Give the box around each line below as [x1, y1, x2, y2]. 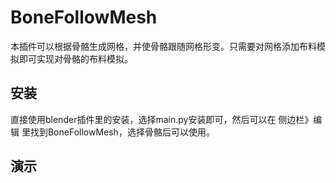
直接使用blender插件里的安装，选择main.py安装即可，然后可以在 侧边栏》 [10, 113, 314, 125]
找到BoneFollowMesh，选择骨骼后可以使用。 [29, 126, 215, 138]
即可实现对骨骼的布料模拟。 [18, 52, 133, 65]
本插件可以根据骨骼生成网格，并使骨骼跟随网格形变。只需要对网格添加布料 [10, 40, 317, 52]
